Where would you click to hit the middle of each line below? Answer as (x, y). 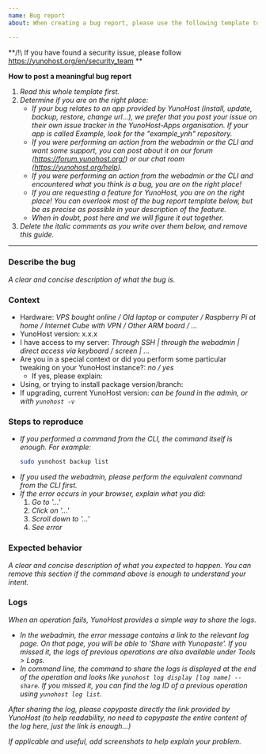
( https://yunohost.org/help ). (77, 167)
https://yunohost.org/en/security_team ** (76, 61)
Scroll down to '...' (61, 519)
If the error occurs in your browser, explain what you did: (112, 494)
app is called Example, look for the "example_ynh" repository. (132, 133)
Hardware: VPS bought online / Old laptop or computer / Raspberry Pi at (137, 317)
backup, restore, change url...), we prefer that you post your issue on (144, 116)
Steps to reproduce (46, 422)
